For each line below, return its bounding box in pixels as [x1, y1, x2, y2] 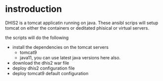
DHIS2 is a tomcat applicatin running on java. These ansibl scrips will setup [5, 20, 159, 26]
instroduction [5, 3, 62, 15]
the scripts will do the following [5, 35, 69, 40]
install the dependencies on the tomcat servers [12, 44, 109, 50]
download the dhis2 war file [12, 60, 69, 66]
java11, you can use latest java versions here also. [19, 54, 121, 60]
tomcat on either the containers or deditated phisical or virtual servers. [5, 25, 150, 31]
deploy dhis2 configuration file [12, 65, 75, 71]
